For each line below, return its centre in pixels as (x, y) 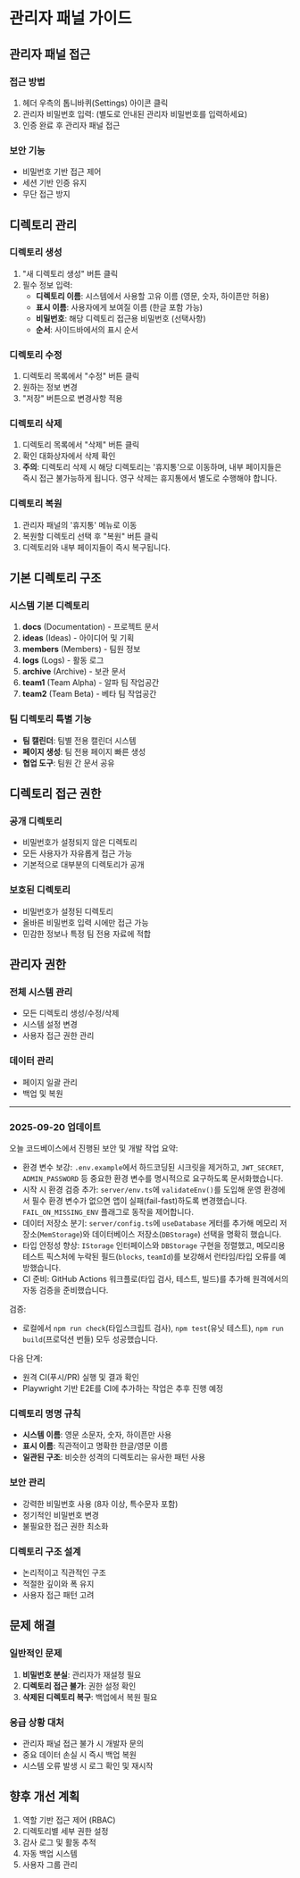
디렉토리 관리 (43, 225)
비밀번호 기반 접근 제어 (62, 172)
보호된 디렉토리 (40, 890)
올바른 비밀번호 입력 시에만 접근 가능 (85, 922)
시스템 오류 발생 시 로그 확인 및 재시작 (87, 1765)
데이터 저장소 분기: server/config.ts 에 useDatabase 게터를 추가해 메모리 (150, 1223)
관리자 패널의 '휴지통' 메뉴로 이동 (79, 524)
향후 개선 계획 (45, 1797)
